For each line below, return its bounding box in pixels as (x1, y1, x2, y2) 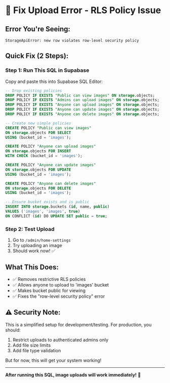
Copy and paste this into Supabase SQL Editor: (5, 78, 103, 84)
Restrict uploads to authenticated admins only (12, 337, 109, 343)
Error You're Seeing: (5, 25, 71, 33)
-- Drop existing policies (5, 88, 62, 93)
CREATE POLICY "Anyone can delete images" (5, 181, 96, 186)
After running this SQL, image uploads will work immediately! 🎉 (5, 371, 141, 378)
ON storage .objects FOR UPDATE (5, 167, 71, 172)
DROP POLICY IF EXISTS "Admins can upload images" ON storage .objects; (5, 98, 159, 103)
